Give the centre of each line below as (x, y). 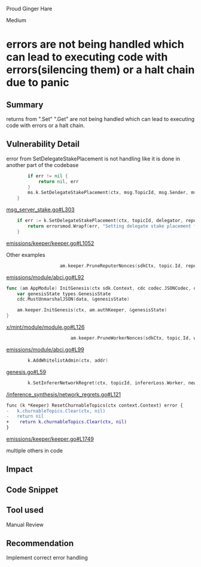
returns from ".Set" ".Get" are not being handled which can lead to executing (100, 119)
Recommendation (40, 543)
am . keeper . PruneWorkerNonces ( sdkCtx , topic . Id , (131, 338)
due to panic (38, 83)
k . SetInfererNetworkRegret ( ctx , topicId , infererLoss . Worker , (107, 383)
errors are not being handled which (95, 45)
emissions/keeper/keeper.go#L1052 (50, 243)
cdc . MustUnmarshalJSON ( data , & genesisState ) (73, 299)
